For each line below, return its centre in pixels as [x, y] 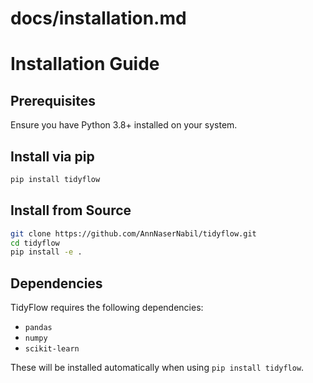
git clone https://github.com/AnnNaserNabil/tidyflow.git [133, 233]
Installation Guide [85, 64]
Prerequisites [53, 100]
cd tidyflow [35, 243]
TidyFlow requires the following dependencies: [107, 308]
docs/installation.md [98, 18]
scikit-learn [52, 349]
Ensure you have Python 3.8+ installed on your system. [124, 125]
